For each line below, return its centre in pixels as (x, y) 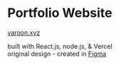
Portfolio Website (60, 13)
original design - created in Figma (57, 54)
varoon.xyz (24, 32)
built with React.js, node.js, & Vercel (60, 46)
